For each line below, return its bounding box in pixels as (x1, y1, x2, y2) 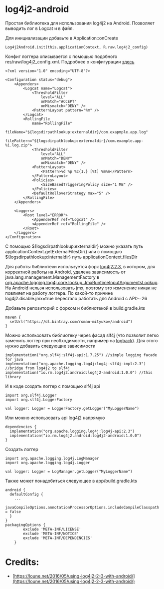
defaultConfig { (9, 492, 43, 497)
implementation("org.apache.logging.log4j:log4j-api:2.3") (9, 429, 135, 434)
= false (5, 509, 21, 514)
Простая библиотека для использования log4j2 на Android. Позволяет (5, 20, 155, 26)
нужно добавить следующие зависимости (5, 343, 96, 349)
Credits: (5, 557, 39, 568)
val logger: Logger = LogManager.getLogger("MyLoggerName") (5, 469, 133, 474)
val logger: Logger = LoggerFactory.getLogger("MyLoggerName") (5, 406, 140, 411)
